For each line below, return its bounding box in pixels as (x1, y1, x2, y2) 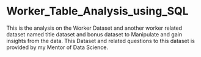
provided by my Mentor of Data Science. (6, 44, 109, 51)
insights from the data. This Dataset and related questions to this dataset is (6, 37, 196, 44)
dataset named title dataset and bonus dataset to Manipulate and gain (6, 30, 182, 38)
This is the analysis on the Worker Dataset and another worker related (6, 24, 182, 32)
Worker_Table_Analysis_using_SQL (6, 4, 189, 18)
